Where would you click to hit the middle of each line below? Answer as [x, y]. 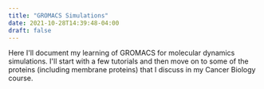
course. [21, 78]
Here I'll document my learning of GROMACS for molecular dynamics [122, 53]
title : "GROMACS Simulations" [59, 15]
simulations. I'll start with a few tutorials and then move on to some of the [128, 61]
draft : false [30, 30]
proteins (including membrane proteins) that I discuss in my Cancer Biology [132, 70]
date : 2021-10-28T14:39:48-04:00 [64, 23]
